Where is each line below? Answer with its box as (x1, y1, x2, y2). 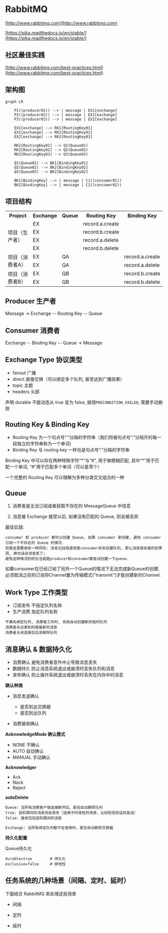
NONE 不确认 (12, 742, 40, 748)
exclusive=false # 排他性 (5, 862, 66, 867)
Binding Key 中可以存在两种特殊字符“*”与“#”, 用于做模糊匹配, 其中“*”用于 (5, 457, 155, 463)
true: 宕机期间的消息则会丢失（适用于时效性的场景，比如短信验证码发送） (5, 810, 138, 815)
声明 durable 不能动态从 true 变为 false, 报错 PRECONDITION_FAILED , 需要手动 (5, 399, 158, 405)
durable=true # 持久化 (5, 856, 66, 861)
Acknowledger (5, 764, 36, 770)
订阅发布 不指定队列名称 (12, 602, 62, 609)
